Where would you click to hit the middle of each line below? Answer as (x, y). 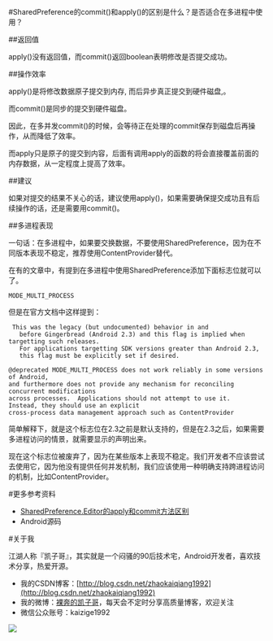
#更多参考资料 (32, 494)
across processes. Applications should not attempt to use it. (119, 399)
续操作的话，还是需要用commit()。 (66, 208)
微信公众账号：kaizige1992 (65, 612)
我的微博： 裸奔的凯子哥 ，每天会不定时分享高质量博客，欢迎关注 (127, 602)
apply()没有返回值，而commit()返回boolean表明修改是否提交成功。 (120, 57)
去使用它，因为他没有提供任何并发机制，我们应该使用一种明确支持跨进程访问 (136, 467)
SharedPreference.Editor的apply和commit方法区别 (104, 511)
